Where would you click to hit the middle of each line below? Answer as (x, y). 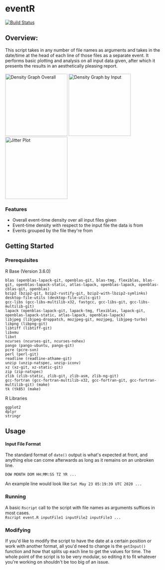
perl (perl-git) (22, 354)
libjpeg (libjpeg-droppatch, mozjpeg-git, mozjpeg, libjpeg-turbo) (77, 319)
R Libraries (16, 398)
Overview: (22, 38)
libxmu (12, 332)
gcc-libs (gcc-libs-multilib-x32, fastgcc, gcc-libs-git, (66, 302)
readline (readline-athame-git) (39, 358)
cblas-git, (16, 289)
